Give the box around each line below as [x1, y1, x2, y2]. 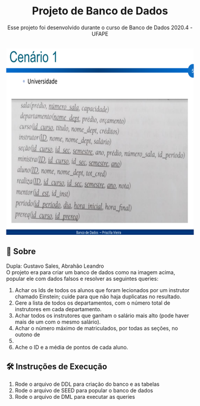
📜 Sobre [6, 246, 36, 257]
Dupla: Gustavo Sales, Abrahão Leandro [6, 262, 104, 269]
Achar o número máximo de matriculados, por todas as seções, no [14, 324, 179, 331]
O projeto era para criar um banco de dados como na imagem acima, [6, 268, 176, 275]
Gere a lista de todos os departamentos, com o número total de [14, 299, 171, 306]
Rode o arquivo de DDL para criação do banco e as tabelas [14, 380, 160, 388]
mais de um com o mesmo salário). [14, 318, 101, 326]
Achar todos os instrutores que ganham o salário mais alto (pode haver [14, 312, 189, 319]
